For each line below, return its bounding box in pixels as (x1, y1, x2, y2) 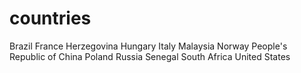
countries (9, 7, 92, 30)
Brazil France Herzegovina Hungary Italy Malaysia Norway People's (9, 40, 288, 52)
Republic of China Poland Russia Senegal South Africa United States (9, 50, 291, 62)
